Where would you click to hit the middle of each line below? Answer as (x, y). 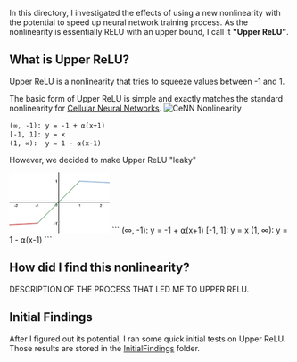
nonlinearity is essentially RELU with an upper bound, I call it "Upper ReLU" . (149, 32)
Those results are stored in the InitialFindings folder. (105, 348)
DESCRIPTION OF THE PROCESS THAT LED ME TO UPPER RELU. (129, 289)
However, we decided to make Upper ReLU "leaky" (103, 160)
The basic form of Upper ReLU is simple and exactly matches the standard (146, 98)
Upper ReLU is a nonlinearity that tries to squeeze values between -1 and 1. (147, 81)
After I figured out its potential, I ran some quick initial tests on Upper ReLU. (148, 339)
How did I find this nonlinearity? (99, 268)
